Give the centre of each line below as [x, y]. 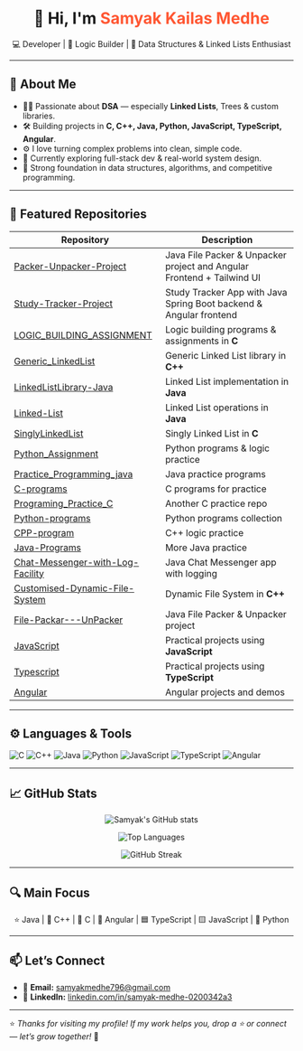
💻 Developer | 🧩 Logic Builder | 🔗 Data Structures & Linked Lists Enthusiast [151, 43]
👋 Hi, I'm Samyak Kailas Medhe [151, 19]
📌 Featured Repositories [78, 215]
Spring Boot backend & [214, 304]
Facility [29, 573]
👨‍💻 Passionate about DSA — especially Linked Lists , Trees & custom [151, 106]
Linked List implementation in [227, 381]
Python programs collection [224, 518]
